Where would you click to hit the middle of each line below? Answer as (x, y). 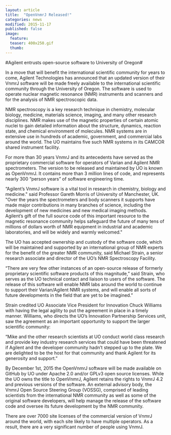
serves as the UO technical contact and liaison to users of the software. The (85, 279)
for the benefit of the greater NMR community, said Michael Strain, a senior (84, 252)
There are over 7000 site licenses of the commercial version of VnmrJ (79, 416)
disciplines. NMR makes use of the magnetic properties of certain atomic (82, 120)
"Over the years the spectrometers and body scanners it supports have (80, 199)
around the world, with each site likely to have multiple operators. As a (79, 421)
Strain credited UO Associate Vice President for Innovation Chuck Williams (84, 305)
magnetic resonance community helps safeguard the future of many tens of (85, 221)
